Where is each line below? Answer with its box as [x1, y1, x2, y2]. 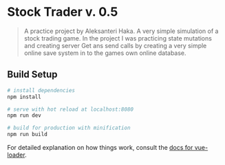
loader [7, 151, 25, 159]
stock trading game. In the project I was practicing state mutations [23, 34, 212, 42]
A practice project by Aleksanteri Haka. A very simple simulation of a [23, 27, 219, 35]
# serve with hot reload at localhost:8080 [7, 106, 134, 113]
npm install [7, 93, 41, 100]
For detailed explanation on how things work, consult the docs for [7, 144, 193, 151]
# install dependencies [7, 87, 76, 93]
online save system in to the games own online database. [23, 49, 187, 57]
